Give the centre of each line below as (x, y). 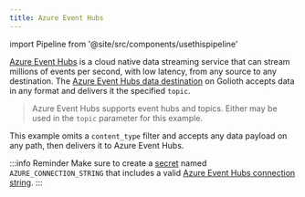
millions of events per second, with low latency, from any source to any (143, 71)
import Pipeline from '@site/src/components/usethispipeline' (124, 44)
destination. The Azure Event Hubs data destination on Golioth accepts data (152, 81)
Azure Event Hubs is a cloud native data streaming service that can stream (150, 61)
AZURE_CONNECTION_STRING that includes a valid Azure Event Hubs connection (152, 172)
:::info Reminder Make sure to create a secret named (108, 163)
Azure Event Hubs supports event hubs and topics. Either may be (154, 108)
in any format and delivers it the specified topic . (100, 90)
